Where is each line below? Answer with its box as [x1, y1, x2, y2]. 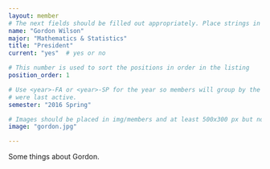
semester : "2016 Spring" [8, 101, 92, 109]
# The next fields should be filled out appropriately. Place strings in [8, 19, 261, 27]
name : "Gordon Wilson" [8, 27, 84, 35]
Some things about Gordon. [8, 152, 100, 162]
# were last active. [8, 93, 78, 101]
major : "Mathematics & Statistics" [8, 34, 128, 43]
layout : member [8, 11, 59, 20]
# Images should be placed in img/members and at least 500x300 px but [8, 115, 253, 123]
